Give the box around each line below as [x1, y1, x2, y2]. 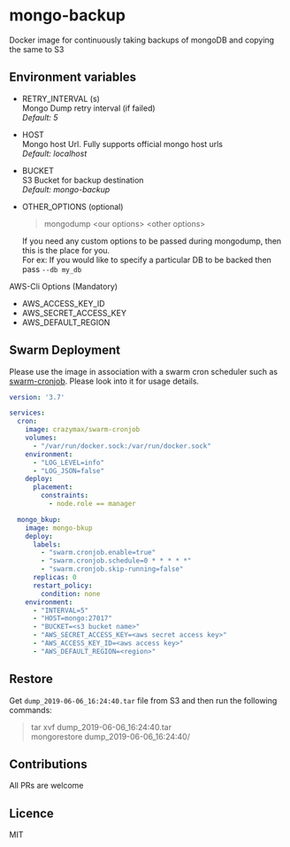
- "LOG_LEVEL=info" [32, 458, 104, 467]
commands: [9, 704, 53, 715]
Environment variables [9, 70, 137, 85]
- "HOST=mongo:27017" [32, 614, 113, 623]
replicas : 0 [32, 573, 77, 582]
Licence [9, 805, 55, 820]
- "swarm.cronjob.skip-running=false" [41, 564, 184, 574]
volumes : [25, 433, 57, 443]
